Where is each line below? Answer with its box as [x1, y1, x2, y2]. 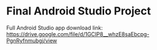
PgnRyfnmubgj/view [6, 37, 58, 44]
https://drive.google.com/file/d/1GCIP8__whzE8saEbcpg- [6, 30, 150, 37]
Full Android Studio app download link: [6, 24, 103, 31]
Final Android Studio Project [6, 4, 151, 18]
